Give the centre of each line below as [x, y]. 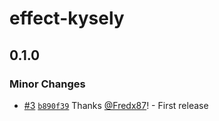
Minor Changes [47, 84]
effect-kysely [67, 18]
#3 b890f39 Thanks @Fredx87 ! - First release [116, 105]
